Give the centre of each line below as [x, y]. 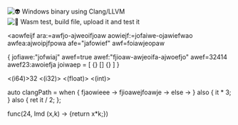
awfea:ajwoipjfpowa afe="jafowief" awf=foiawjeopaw [86, 43]
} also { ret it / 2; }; [35, 100]
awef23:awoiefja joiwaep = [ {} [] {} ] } [63, 65]
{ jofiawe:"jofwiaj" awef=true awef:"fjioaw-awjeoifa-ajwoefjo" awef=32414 [118, 57]
